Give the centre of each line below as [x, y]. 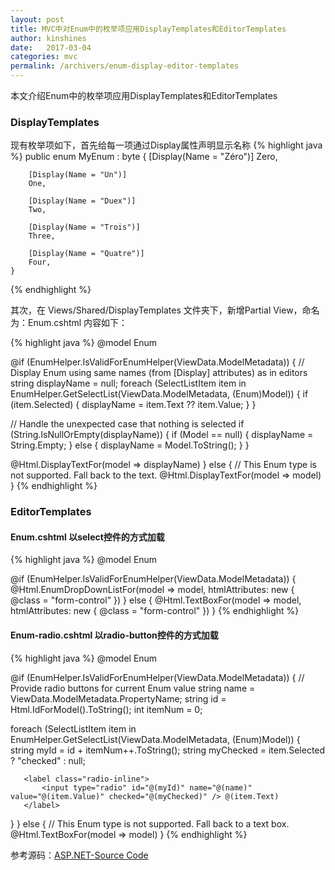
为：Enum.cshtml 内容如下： [69, 323]
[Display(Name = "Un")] [78, 175]
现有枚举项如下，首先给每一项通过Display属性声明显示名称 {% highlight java [166, 145]
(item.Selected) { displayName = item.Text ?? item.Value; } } [133, 405]
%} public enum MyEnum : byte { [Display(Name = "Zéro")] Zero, [144, 157]
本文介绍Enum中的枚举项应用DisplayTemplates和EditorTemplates [144, 95]
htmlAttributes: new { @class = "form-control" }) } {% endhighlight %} [155, 611]
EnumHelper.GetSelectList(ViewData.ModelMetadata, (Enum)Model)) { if [159, 394]
